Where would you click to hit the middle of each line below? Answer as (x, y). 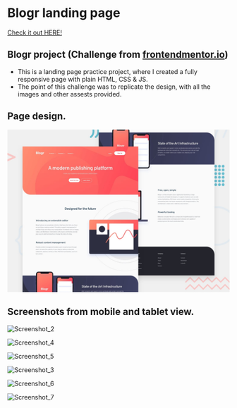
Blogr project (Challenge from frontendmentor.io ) (118, 55)
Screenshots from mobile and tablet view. (101, 312)
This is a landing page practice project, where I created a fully (107, 71)
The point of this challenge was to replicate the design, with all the (114, 87)
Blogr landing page (64, 13)
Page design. (37, 117)
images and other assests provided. (69, 94)
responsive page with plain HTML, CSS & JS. (83, 79)
